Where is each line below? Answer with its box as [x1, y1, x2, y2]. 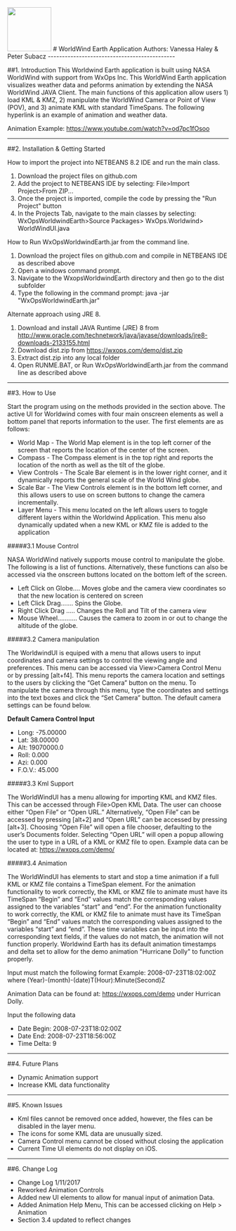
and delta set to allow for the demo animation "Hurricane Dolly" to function [7, 947, 224, 956]
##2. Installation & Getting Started [7, 144, 105, 153]
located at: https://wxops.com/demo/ [7, 845, 115, 854]
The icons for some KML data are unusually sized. [17, 1130, 163, 1137]
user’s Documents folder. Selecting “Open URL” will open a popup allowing [7, 831, 223, 838]
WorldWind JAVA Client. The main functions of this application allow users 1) [7, 88, 229, 96]
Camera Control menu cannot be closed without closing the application [17, 1137, 224, 1145]
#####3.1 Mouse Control [7, 542, 79, 550]
